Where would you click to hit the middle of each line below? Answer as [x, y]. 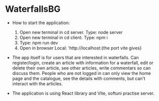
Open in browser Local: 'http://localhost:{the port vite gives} [80, 48]
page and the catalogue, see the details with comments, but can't [79, 78]
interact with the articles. [37, 84]
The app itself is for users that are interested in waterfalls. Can [76, 57]
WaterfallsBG [33, 9]
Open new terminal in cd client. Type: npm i [64, 37]
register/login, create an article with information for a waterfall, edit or [83, 63]
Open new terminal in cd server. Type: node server [71, 32]
